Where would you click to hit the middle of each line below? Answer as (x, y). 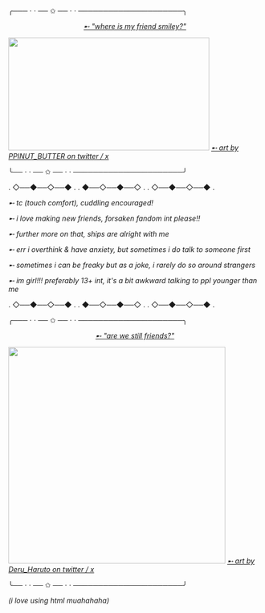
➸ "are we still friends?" (135, 336)
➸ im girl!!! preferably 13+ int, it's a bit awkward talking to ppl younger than (133, 280)
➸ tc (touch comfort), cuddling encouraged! (81, 203)
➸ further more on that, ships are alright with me (89, 234)
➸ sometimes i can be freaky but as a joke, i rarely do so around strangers (132, 265)
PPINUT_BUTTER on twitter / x (59, 156)
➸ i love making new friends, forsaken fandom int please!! (104, 218)
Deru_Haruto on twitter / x (51, 569)
